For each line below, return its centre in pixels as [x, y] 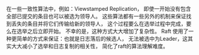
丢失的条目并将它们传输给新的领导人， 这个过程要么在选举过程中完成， [99, 24]
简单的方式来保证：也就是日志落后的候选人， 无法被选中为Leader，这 [102, 39]
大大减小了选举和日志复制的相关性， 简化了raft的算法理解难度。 [90, 46]
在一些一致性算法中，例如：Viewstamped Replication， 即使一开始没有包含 [99, 9]
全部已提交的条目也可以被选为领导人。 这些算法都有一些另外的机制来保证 [96, 16]
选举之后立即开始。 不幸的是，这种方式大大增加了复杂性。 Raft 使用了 [102, 31]
